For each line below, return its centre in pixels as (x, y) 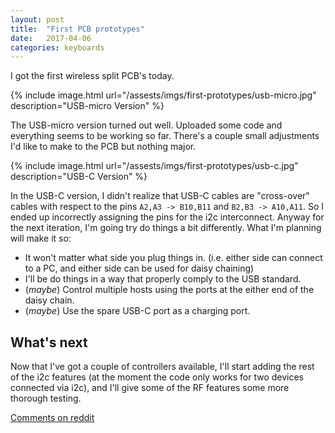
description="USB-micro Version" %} (87, 106)
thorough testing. (46, 398)
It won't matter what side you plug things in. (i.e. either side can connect (173, 258)
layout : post (37, 19)
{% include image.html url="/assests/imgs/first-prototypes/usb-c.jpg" (154, 166)
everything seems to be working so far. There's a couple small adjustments (165, 136)
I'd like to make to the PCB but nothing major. (103, 147)
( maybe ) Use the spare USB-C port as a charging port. (137, 311)
